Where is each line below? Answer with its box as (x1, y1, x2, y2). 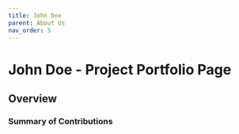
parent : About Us (8, 19, 66, 27)
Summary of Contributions (8, 116, 113, 127)
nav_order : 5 (8, 26, 51, 34)
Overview (8, 92, 58, 105)
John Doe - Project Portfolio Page (8, 60, 232, 78)
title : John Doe (8, 11, 62, 20)
